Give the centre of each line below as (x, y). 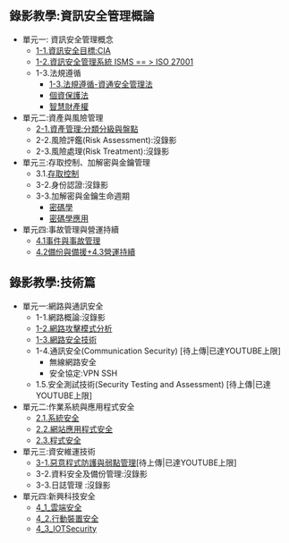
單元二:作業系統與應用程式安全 (78, 406)
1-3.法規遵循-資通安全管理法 (101, 84)
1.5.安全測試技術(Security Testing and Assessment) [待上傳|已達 (153, 384)
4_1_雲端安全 (59, 507)
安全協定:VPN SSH (83, 373)
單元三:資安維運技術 (59, 451)
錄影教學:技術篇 (53, 283)
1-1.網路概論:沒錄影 (70, 317)
